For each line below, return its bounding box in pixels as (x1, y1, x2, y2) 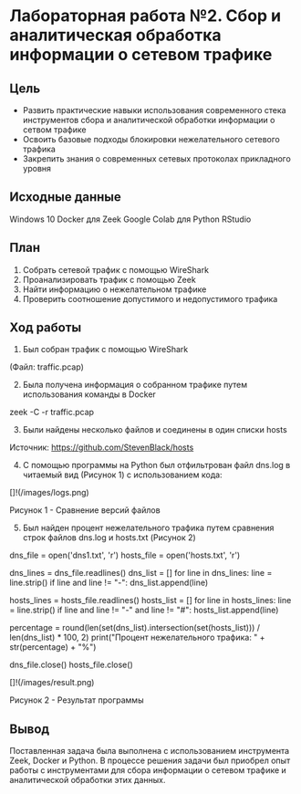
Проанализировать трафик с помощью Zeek (22, 274, 196, 285)
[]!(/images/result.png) (9, 677, 95, 688)
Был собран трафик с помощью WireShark (22, 344, 189, 355)
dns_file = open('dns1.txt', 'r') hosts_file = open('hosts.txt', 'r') (9, 549, 241, 561)
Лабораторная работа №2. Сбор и (9, 5, 282, 26)
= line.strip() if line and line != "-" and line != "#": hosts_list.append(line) (9, 604, 279, 616)
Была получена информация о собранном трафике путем (22, 380, 248, 391)
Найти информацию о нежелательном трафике (22, 284, 207, 295)
